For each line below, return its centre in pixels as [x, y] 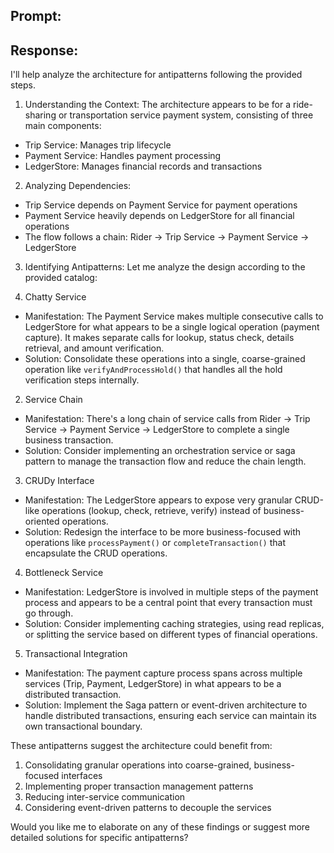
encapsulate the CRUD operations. [96, 553]
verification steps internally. [82, 380]
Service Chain [53, 400]
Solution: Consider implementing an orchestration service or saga [160, 451]
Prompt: [36, 16]
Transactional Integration [76, 654]
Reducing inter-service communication [105, 797]
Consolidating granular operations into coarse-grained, [138, 765]
